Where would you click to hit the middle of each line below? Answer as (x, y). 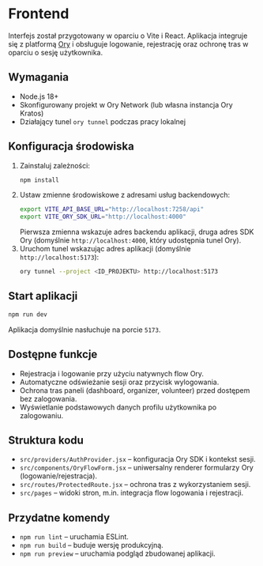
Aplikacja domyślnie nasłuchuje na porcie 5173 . (85, 330)
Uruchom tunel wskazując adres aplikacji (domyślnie (105, 249)
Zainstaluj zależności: (55, 165)
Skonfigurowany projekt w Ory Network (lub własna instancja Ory (126, 104)
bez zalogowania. (48, 398)
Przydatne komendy (59, 517)
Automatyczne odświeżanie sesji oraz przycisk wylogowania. (119, 382)
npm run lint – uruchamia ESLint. (74, 537)
